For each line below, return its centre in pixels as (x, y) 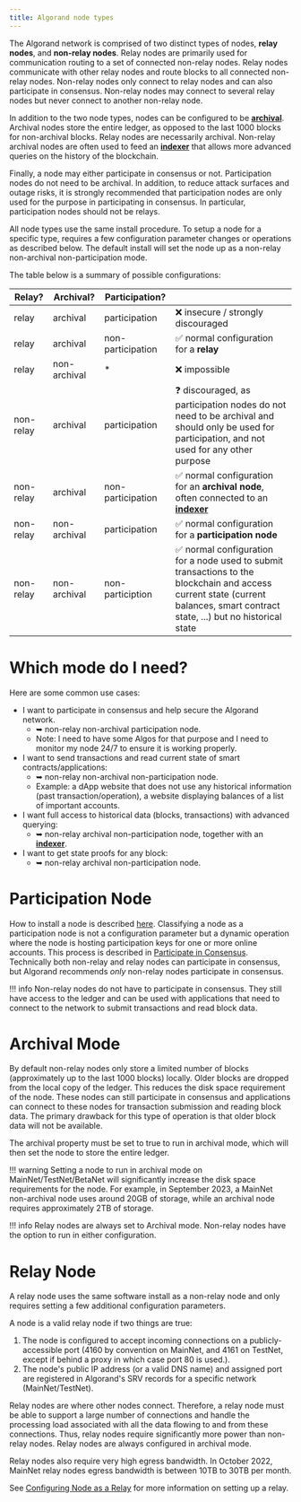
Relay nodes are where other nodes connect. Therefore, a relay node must (147, 1406)
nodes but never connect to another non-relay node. (106, 100)
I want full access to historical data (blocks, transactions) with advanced (155, 815)
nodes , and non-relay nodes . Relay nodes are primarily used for (129, 52)
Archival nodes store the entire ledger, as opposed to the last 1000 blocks (145, 127)
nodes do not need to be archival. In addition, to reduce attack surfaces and (149, 183)
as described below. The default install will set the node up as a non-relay (145, 248)
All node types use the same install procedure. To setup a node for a (135, 229)
